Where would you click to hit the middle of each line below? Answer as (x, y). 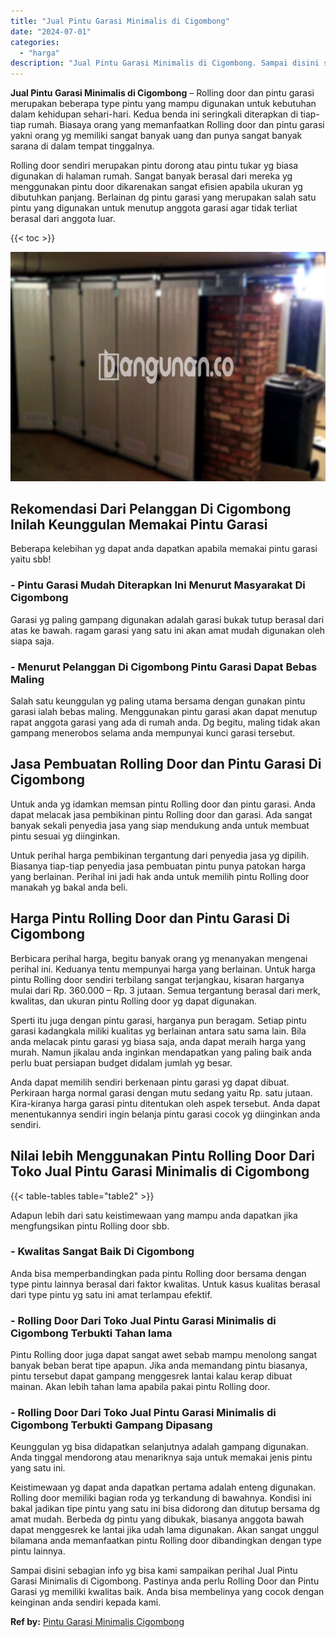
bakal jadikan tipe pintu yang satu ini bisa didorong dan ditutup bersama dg (165, 1509)
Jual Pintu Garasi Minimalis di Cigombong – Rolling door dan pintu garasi (162, 93)
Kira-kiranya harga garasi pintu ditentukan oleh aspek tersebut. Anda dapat (165, 1103)
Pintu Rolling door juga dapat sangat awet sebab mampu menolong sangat (163, 1355)
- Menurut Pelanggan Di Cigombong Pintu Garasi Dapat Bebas (164, 667)
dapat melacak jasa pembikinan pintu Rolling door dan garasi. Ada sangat (161, 814)
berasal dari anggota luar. (63, 219)
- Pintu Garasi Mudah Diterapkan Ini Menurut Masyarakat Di (158, 585)
